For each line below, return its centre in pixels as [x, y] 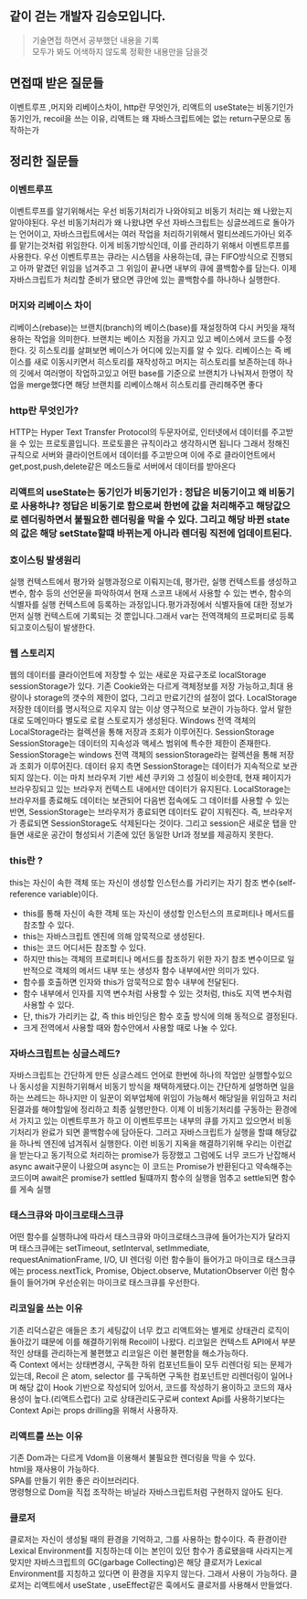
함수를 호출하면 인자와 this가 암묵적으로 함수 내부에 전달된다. [131, 981]
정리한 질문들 [44, 161]
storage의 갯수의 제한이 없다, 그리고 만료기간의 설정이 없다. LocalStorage [165, 698]
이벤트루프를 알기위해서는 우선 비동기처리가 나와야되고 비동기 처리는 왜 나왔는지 [151, 211]
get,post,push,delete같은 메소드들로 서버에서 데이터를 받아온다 [123, 466]
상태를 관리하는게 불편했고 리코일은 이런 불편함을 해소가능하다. [137, 1353]
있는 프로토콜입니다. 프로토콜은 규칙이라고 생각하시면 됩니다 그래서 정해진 [159, 443]
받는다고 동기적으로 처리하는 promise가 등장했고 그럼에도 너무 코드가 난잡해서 [157, 1155]
